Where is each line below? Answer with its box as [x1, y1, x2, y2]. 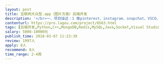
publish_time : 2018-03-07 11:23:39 [5, 34, 78, 39]
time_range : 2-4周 [5, 51, 42, 57]
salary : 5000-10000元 [5, 29, 48, 34]
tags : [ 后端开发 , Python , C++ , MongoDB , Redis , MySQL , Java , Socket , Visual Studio [5, 25, 160, 30]
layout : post [5, 7, 32, 12]
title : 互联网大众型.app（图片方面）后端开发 [5, 12, 88, 16]
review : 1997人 [5, 38, 35, 43]
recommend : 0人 [5, 47, 35, 52]
